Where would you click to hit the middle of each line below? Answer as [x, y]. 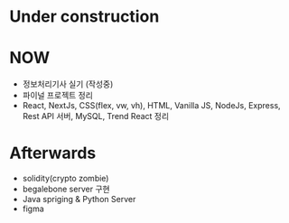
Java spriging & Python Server [79, 200]
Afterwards [53, 153]
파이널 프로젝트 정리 [57, 96]
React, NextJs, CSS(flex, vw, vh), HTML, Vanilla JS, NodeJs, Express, [152, 106]
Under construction [84, 17]
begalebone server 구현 [66, 189]
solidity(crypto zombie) [65, 179]
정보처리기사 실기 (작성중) [68, 84]
